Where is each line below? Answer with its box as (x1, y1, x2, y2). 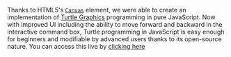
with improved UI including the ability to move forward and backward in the (7, 21, 223, 28)
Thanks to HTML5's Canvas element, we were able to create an (7, 6, 186, 14)
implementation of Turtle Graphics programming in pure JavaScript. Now (7, 13, 216, 21)
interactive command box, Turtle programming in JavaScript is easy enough (7, 27, 225, 36)
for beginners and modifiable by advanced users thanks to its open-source (7, 35, 222, 43)
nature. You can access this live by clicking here (7, 43, 145, 50)
